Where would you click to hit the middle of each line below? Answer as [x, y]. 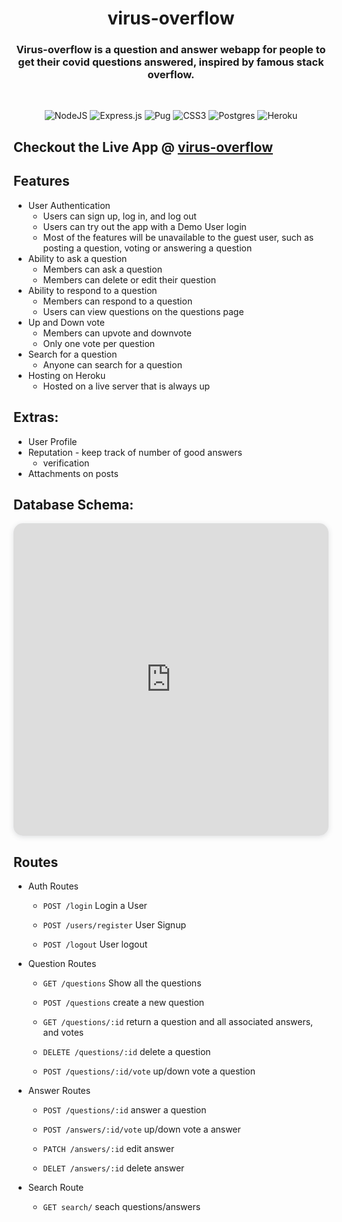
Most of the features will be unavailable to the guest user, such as [178, 237]
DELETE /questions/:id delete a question [126, 1052]
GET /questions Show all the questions [122, 983]
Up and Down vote [66, 322]
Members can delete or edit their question [129, 279]
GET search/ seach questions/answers [121, 1207]
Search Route [56, 1188]
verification [66, 463]
